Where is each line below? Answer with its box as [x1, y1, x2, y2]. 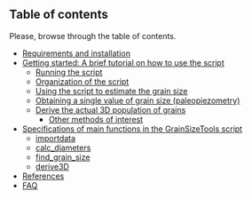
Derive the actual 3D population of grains [35, 104, 186, 115]
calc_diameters [35, 142, 91, 153]
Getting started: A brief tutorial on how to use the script [21, 57, 224, 68]
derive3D [35, 161, 69, 171]
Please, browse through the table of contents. [9, 30, 177, 41]
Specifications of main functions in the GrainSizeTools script [21, 123, 242, 134]
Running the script [35, 67, 103, 77]
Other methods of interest [48, 114, 144, 124]
